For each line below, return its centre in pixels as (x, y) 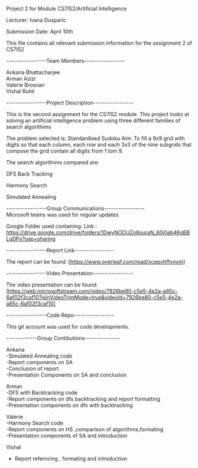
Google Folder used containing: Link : (52, 226)
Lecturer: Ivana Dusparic (36, 20)
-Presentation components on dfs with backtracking (69, 405)
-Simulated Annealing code (39, 356)
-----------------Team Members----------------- (66, 61)
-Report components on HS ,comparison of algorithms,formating (85, 429)
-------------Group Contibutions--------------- (63, 338)
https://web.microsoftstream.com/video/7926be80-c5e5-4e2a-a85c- (93, 291)
